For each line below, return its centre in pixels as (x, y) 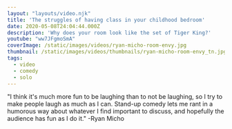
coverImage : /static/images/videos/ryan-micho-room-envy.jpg (97, 45)
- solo (23, 77)
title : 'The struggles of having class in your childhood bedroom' (106, 20)
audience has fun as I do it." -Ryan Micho (66, 119)
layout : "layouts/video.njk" (49, 13)
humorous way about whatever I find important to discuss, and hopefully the (116, 111)
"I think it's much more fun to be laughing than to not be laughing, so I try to (115, 97)
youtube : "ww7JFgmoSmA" (41, 39)
